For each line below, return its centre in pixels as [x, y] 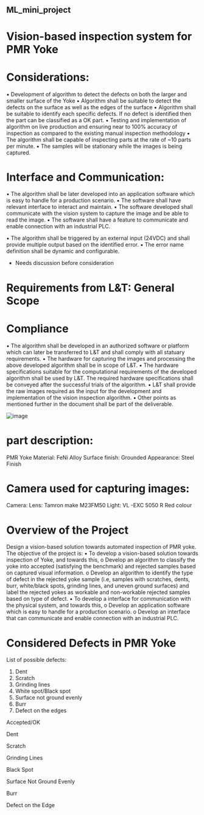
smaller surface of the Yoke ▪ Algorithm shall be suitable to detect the [94, 101]
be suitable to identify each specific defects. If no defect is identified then [99, 114]
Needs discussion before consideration [64, 263]
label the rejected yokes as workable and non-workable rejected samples [98, 592]
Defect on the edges [41, 711]
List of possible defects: [37, 660]
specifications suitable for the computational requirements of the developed [101, 371]
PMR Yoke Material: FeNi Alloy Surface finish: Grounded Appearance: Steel [100, 457]
